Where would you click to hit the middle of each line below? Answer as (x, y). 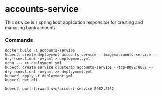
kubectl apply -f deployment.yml (39, 76)
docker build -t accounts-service (40, 50)
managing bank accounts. (31, 27)
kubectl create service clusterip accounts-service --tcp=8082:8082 (76, 67)
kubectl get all (21, 80)
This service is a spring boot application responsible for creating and (74, 22)
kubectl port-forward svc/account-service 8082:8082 (60, 89)
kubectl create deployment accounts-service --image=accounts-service (78, 55)
